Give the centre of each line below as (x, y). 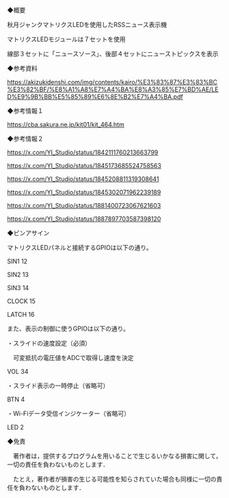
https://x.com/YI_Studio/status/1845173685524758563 (84, 166)
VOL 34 (18, 371)
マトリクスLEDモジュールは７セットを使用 (67, 39)
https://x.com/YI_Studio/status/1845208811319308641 (83, 179)
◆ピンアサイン (28, 233)
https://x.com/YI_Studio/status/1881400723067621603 (84, 205)
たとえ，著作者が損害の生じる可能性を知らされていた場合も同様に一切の (114, 479)
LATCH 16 (21, 315)
